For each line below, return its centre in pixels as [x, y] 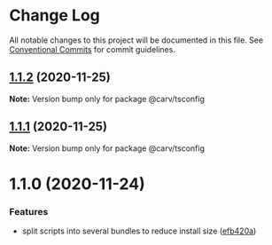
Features [29, 211]
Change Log [54, 16]
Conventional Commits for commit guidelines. [92, 49]
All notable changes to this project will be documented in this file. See [136, 40]
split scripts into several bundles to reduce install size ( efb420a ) [139, 231]
